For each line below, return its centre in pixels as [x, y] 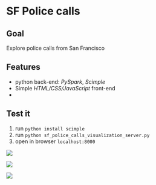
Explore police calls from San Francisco [55, 48]
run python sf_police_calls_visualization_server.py [82, 135]
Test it [18, 114]
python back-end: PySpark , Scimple [60, 82]
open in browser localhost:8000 [55, 141]
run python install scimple [50, 128]
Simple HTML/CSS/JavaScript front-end [65, 88]
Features [23, 67]
